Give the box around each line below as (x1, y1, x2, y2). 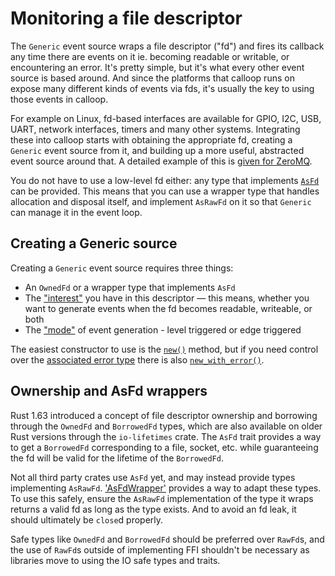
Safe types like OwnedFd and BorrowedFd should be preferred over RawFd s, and (10, 533, 325, 545)
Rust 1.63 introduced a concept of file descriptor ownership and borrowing (10, 409, 318, 421)
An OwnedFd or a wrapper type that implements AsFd (24, 281, 236, 293)
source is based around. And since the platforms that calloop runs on (10, 72, 295, 84)
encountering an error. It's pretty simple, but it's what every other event (10, 61, 305, 73)
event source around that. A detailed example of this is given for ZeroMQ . (10, 155, 313, 167)
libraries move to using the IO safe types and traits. (10, 554, 221, 566)
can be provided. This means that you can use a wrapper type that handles (10, 185, 320, 197)
